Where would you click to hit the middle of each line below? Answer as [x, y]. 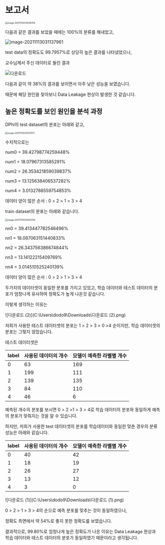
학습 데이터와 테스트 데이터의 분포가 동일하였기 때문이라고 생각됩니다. [72, 538]
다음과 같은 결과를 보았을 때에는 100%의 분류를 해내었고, [60, 32]
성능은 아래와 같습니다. [27, 432]
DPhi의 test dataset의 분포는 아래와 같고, [45, 124]
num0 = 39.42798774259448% [38, 152]
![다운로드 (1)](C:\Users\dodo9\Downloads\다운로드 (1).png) [65, 500]
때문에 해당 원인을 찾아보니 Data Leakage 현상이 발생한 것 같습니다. [70, 94]
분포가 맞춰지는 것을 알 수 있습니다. [44, 415]
